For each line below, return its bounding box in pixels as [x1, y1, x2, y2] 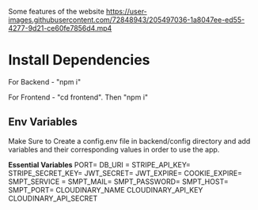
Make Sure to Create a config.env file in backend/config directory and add [8, 136, 251, 145]
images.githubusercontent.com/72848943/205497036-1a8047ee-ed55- [8, 15, 245, 24]
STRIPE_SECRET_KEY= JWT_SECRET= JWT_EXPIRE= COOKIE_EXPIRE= [8, 168, 243, 178]
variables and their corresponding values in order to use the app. [8, 144, 220, 154]
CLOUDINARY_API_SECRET [8, 193, 98, 203]
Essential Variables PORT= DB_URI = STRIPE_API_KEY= [8, 159, 192, 169]
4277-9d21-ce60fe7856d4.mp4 [8, 24, 112, 32]
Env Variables [8, 115, 78, 129]
